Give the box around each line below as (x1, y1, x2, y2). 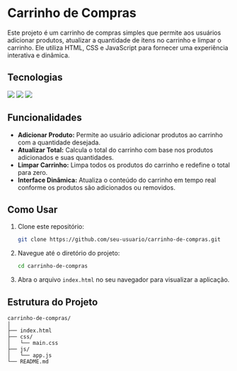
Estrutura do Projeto (7, 296, 98, 308)
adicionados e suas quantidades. (17, 153, 115, 161)
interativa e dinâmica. (7, 51, 70, 59)
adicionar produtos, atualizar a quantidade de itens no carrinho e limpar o (7, 35, 221, 44)
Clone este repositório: (17, 222, 85, 231)
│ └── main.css (7, 339, 59, 346)
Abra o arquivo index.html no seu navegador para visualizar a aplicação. (17, 275, 230, 284)
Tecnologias (7, 72, 63, 84)
